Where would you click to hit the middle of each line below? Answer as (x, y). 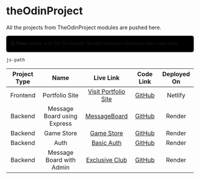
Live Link (107, 77)
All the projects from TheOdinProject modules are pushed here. (84, 27)
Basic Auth (107, 143)
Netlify (176, 95)
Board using (61, 116)
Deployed (176, 74)
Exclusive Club (107, 160)
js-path (16, 60)
